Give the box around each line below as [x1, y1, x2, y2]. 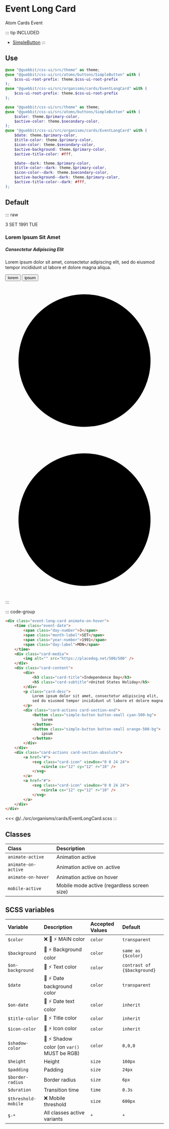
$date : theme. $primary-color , [14, 133, 78, 138]
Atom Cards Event [5, 20, 43, 26]
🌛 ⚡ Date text [43, 998, 74, 1005]
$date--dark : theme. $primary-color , [14, 161, 92, 166]
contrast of [122, 962, 151, 968]
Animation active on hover [56, 874, 118, 881]
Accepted [90, 920, 115, 927]
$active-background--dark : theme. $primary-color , [14, 175, 121, 180]
